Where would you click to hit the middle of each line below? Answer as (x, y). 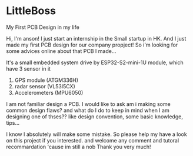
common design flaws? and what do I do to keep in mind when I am (88, 110)
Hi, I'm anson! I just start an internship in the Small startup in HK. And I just (96, 38)
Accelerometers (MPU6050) (49, 92)
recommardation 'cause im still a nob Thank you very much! (79, 147)
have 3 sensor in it (29, 68)
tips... (13, 122)
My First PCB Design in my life (43, 27)
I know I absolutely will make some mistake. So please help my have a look (96, 134)
